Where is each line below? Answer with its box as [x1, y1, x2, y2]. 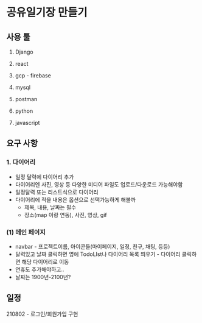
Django [15, 48, 33, 55]
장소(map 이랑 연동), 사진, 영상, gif [24, 211, 108, 218]
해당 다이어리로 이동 [21, 258, 69, 265]
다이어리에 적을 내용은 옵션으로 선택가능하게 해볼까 [15, 196, 136, 203]
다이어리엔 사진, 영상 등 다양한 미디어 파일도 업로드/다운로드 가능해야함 [15, 180, 183, 188]
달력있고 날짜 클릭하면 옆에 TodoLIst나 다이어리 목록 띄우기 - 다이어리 [15, 250, 181, 258]
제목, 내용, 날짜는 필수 [24, 204, 77, 211]
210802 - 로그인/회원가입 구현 [6, 310, 78, 318]
